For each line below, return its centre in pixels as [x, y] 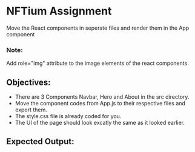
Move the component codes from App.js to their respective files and [100, 104]
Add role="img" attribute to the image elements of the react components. [97, 63]
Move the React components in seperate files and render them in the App [98, 28]
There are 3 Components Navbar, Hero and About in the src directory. [102, 97]
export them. [31, 110]
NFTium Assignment [59, 11]
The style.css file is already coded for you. [68, 116]
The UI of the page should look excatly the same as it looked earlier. [100, 123]
